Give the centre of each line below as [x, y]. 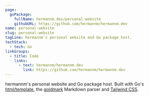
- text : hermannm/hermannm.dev [51, 65]
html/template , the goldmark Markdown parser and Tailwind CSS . [72, 89]
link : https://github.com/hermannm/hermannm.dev [74, 70]
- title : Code [24, 56]
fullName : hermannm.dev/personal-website [57, 19]
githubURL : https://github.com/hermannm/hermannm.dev [71, 24]
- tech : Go [21, 47]
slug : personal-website [30, 33]
